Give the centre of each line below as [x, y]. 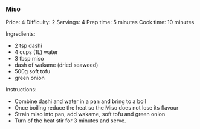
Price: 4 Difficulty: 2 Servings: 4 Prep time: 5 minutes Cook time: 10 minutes [100, 22]
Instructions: [21, 90]
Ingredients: [21, 34]
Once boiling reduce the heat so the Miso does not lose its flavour [96, 108]
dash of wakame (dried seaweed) [56, 65]
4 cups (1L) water [36, 52]
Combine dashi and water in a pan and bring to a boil [80, 101]
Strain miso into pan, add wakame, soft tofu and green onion [90, 114]
